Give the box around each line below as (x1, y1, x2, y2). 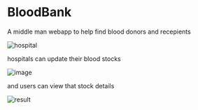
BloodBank (7, 4, 72, 20)
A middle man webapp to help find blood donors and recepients (7, 27, 191, 36)
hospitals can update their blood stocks (7, 54, 121, 63)
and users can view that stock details (7, 81, 115, 90)
